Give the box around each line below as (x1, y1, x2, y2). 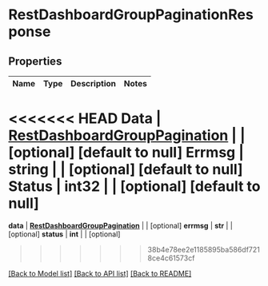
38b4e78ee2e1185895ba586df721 (147, 244, 260, 254)
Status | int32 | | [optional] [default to (8, 177, 261, 196)
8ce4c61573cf (147, 253, 195, 263)
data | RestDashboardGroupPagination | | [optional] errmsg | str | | (8, 220, 234, 230)
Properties (8, 54, 62, 68)
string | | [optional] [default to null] (8, 161, 243, 179)
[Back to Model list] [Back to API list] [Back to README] (8, 268, 192, 278)
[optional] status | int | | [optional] (8, 229, 121, 239)
